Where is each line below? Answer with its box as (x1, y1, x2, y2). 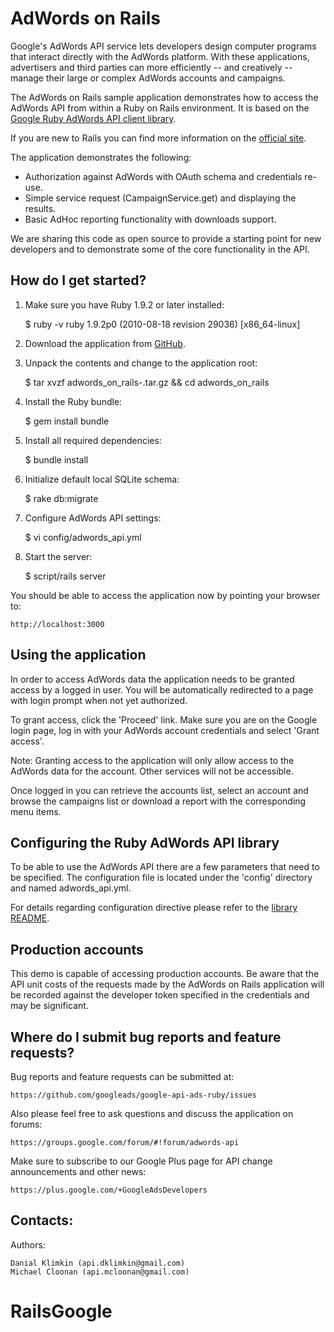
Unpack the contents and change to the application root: (24, 357, 258, 369)
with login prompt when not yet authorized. (10, 694, 188, 706)
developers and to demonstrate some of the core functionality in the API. (10, 243, 310, 255)
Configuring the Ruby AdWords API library (10, 834, 280, 851)
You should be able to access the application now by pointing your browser (10, 589, 321, 601)
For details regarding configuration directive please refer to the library (10, 902, 298, 914)
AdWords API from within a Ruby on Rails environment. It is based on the (10, 102, 310, 114)
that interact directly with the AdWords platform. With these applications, (10, 50, 310, 62)
